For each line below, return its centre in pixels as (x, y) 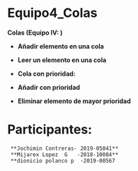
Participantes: (50, 130)
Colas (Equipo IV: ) (35, 33)
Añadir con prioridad (48, 87)
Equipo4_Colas (52, 13)
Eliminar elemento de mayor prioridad (74, 101)
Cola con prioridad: (46, 73)
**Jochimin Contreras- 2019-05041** (64, 148)
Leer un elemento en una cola (62, 60)
